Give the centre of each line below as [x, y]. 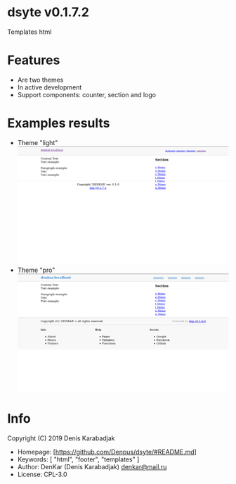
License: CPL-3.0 [42, 474]
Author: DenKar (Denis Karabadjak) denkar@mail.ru [92, 467]
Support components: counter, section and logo [87, 94]
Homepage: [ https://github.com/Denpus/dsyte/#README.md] [107, 452]
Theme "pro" [36, 270]
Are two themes [40, 80]
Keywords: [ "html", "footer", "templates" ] [78, 459]
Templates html [29, 32]
